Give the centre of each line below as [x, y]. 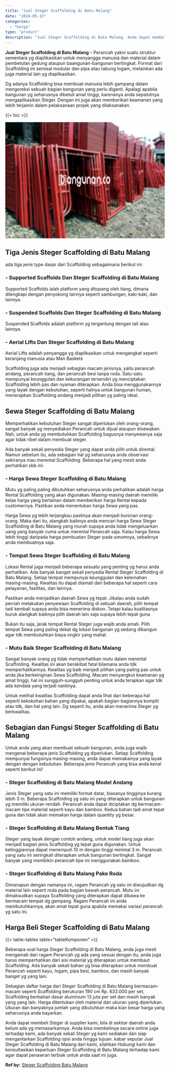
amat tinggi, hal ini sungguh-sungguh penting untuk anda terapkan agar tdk [84, 680]
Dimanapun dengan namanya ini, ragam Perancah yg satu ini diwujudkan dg [84, 885]
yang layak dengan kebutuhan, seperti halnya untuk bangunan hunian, [78, 390]
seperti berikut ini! [24, 769]
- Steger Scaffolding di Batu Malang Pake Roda [64, 873]
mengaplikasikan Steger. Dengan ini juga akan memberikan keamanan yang [84, 100]
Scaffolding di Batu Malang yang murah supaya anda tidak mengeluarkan [81, 526]
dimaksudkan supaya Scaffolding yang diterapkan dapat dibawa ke [75, 895]
